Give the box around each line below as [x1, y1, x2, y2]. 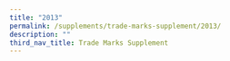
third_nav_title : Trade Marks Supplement [9, 38, 169, 48]
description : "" [9, 30, 71, 39]
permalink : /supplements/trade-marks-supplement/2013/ [9, 22, 222, 30]
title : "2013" [9, 13, 64, 22]
